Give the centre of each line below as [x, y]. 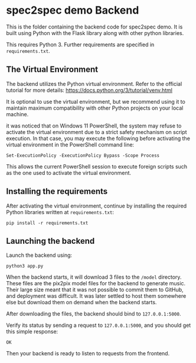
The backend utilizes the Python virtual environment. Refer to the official [94, 84]
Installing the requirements [57, 191]
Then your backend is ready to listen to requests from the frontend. [88, 354]
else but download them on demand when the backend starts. [81, 302]
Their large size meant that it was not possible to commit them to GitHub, [95, 290]
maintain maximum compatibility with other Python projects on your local [95, 108]
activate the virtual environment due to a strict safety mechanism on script [97, 132]
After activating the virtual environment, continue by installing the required [97, 206]
